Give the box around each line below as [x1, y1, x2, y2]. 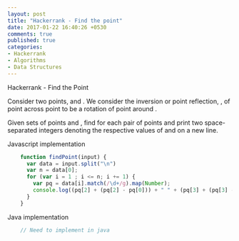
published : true [7, 37, 56, 44]
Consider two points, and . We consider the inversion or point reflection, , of [7, 97, 230, 106]
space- [204, 118, 226, 127]
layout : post [7, 10, 46, 18]
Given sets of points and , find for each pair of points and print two [7, 118, 203, 127]
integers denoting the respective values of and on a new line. [39, 125, 219, 134]
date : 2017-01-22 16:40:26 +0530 [7, 24, 107, 31]
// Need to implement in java [20, 226, 111, 234]
